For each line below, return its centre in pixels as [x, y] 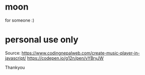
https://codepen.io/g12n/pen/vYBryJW [65, 58]
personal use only [42, 40]
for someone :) [20, 20]
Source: [13, 53]
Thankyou [15, 67]
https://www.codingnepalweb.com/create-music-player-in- [81, 53]
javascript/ [16, 58]
